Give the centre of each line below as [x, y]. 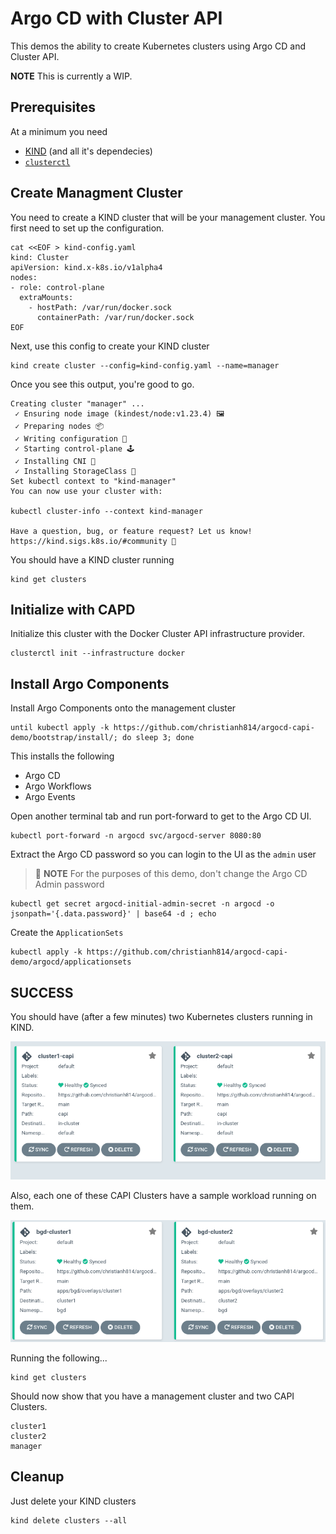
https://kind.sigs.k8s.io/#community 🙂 [93, 541]
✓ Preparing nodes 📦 [59, 426]
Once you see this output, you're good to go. [102, 384]
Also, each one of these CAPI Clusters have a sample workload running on [163, 1196]
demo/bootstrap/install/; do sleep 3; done [102, 738]
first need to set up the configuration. [87, 228]
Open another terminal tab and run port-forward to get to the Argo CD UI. [161, 816]
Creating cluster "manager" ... [77, 403]
